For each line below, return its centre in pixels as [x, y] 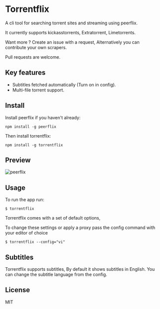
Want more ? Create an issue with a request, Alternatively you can [72, 42]
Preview [18, 160]
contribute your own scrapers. [36, 47]
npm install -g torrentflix [34, 145]
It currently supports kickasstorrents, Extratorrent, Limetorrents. [70, 32]
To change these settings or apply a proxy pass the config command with [80, 228]
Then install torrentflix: [28, 136]
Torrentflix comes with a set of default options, [53, 218]
